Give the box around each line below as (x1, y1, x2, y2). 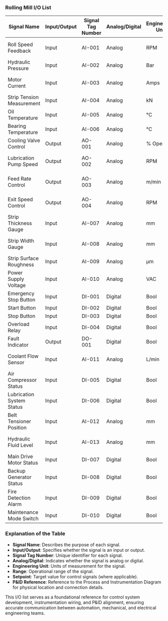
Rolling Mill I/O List (5, 4, 51, 11)
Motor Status (7, 459, 38, 467)
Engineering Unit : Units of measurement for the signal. (12, 563, 126, 569)
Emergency (7, 290, 35, 297)
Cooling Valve (7, 137, 40, 144)
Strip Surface (7, 255, 39, 262)
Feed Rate (7, 175, 31, 182)
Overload (7, 321, 29, 328)
